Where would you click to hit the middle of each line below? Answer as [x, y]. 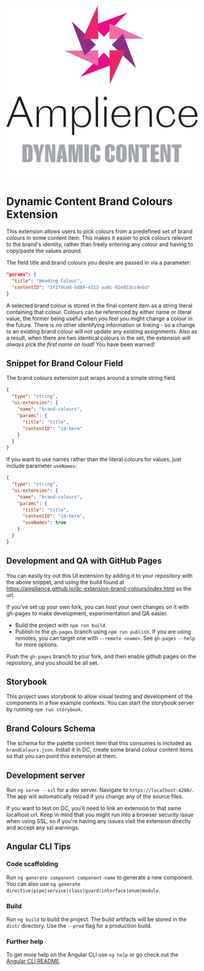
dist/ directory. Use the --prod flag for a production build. [79, 926]
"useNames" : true [44, 523]
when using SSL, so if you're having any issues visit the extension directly [99, 821]
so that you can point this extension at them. [62, 756]
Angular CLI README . [34, 961]
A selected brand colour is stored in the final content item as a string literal [99, 305]
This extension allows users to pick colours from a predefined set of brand [100, 231]
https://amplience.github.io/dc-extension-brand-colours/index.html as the [99, 588]
